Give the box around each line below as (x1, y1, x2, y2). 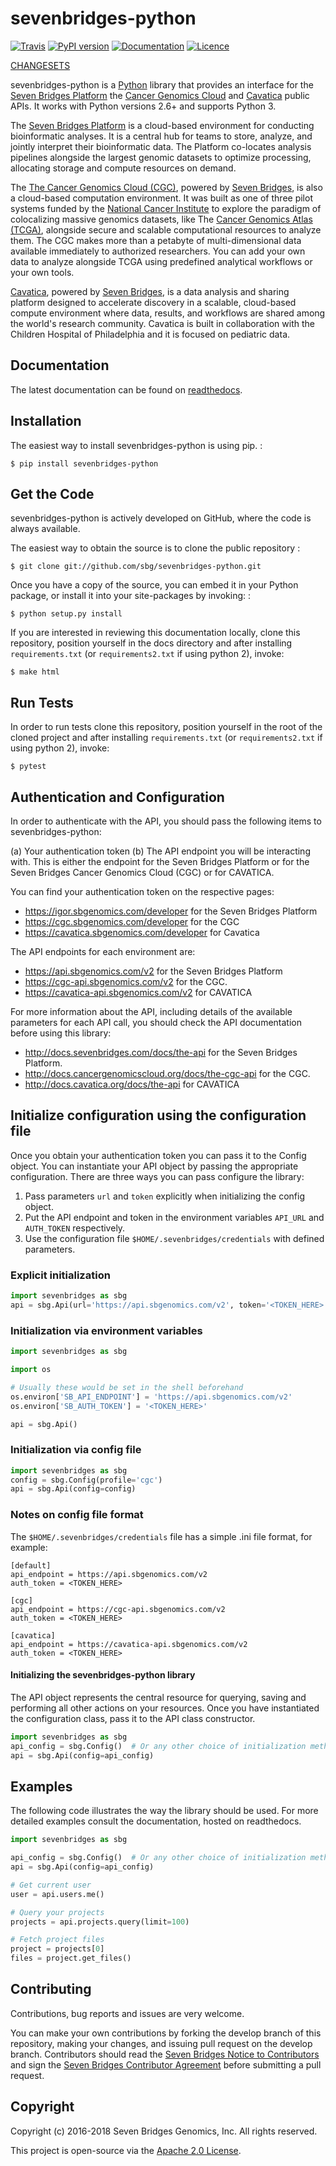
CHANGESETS (10, 59, 71, 71)
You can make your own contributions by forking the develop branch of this (10, 2027, 322, 2039)
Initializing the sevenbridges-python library (10, 1669, 196, 1681)
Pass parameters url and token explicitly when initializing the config (24, 1190, 306, 1202)
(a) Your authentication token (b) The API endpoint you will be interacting (10, 845, 311, 857)
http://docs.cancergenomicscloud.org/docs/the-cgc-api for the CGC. (24, 1068, 311, 1079)
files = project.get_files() (10, 1953, 132, 1964)
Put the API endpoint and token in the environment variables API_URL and (24, 1211, 325, 1223)
